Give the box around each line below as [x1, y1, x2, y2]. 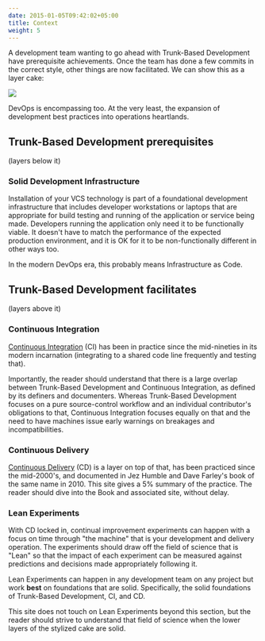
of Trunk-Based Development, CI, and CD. [8, 592, 145, 601]
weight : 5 [8, 26, 41, 34]
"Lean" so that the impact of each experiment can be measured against [8, 551, 242, 560]
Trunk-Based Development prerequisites [8, 135, 214, 148]
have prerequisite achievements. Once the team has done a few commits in [8, 56, 255, 66]
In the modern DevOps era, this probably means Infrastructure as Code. [8, 259, 244, 270]
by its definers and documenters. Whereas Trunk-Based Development [8, 390, 237, 401]
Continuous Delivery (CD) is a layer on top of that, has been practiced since [8, 462, 255, 472]
